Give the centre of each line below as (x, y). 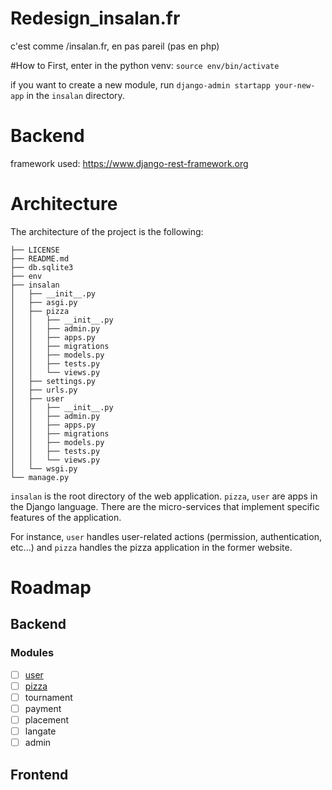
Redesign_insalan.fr (95, 18)
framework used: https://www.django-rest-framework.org (129, 163)
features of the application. (66, 517)
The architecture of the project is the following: (107, 231)
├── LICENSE (35, 250)
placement (47, 719)
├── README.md (40, 258)
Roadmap (51, 588)
